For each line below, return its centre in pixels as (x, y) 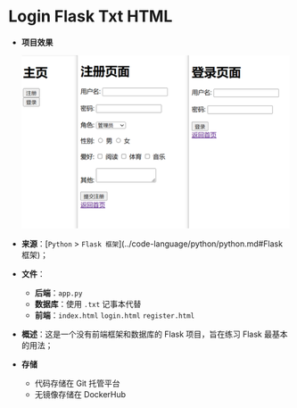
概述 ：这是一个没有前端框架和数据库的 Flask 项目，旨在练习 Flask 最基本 (154, 334)
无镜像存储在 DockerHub (80, 395)
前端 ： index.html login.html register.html (115, 315)
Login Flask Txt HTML (91, 17)
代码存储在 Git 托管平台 (77, 383)
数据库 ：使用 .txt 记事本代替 (88, 304)
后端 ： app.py (58, 293)
